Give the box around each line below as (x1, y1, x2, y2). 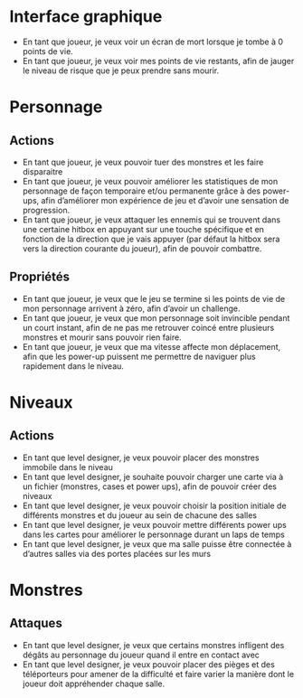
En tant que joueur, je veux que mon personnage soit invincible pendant (22, 312, 290, 323)
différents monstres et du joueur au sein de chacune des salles (22, 509, 258, 521)
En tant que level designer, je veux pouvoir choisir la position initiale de (22, 500, 287, 511)
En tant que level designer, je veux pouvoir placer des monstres (22, 452, 260, 463)
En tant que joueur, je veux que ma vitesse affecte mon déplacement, (22, 341, 281, 352)
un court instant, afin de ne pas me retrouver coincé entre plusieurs (22, 322, 275, 333)
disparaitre (22, 165, 63, 177)
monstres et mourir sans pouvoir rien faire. (22, 332, 183, 343)
